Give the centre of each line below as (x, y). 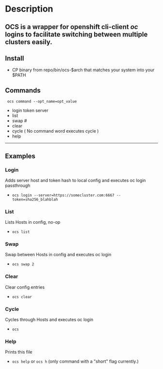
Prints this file (19, 352)
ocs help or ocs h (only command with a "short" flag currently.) (75, 361)
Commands (23, 90)
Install (15, 58)
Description (29, 9)
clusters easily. (29, 42)
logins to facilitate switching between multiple (76, 34)
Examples (20, 156)
